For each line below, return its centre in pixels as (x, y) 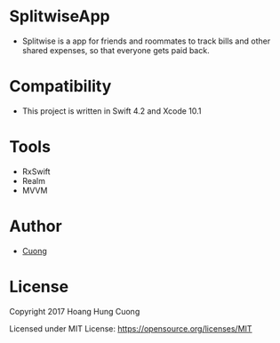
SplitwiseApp (60, 16)
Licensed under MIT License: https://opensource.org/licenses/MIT (131, 328)
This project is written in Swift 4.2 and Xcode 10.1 (112, 111)
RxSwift (36, 171)
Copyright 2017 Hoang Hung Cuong (75, 311)
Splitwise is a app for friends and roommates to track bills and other (146, 41)
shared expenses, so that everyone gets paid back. (116, 50)
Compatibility (60, 87)
